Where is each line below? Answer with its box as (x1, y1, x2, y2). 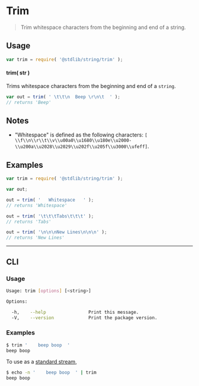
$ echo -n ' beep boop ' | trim (6, 369, 97, 376)
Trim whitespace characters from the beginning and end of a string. (20, 24, 187, 31)
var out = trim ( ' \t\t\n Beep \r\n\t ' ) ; (6, 93, 120, 100)
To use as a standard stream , (6, 358, 77, 365)
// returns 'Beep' (6, 99, 52, 105)
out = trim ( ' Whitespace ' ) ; (6, 197, 94, 203)
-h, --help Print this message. (11, 309, 139, 315)
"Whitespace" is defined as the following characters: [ (14, 131, 148, 138)
